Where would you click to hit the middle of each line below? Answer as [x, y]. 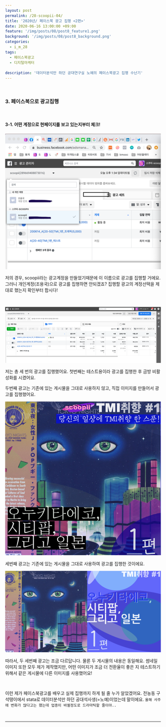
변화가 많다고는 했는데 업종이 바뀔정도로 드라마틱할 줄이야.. [63, 705]
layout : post [19, 10]
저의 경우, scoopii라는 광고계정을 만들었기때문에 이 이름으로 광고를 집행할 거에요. [83, 277]
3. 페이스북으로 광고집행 [32, 101]
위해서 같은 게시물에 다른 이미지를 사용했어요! [49, 673]
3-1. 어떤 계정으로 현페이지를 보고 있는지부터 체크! [53, 125]
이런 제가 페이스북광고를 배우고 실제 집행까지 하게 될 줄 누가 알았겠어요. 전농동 [80, 693]
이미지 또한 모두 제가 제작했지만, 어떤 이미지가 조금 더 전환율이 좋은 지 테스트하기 [83, 667]
